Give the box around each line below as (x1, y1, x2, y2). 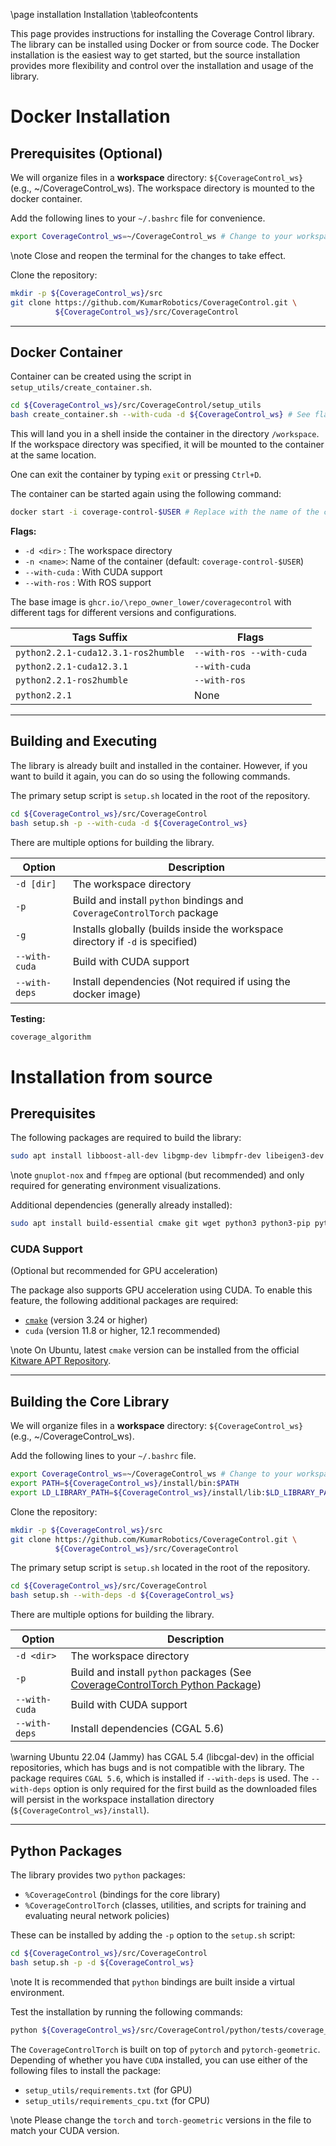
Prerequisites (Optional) (10, 145, 163, 162)
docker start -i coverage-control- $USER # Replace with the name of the (10, 507, 320, 518)
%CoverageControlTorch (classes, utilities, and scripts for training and (24, 1899, 307, 1911)
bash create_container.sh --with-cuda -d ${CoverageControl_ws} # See (10, 410, 311, 420)
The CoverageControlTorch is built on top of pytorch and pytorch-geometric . (10, 2043, 321, 2055)
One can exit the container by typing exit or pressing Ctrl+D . (10, 469, 262, 481)
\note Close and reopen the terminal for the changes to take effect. (10, 249, 287, 261)
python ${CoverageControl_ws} (10, 2025, 137, 2035)
